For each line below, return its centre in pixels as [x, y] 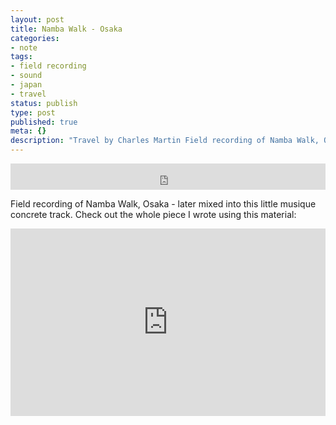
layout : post [37, 19]
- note [24, 47]
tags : [21, 57]
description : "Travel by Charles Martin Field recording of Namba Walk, [165, 141]
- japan [26, 85]
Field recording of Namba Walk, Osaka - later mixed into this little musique [163, 204]
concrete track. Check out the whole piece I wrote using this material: [153, 214]
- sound [26, 76]
